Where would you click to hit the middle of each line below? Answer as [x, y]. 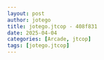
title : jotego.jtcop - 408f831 [52, 26]
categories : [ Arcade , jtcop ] [49, 39]
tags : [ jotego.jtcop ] [38, 46]
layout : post [26, 13]
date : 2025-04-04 [32, 33]
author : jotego [29, 20]
